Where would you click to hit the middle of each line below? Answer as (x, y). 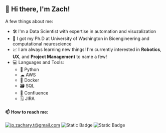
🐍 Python (29, 69)
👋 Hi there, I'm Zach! (38, 9)
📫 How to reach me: (27, 112)
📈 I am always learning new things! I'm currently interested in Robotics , (87, 49)
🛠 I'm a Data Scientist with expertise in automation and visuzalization (84, 31)
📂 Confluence (34, 92)
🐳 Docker (30, 80)
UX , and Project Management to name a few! (60, 56)
